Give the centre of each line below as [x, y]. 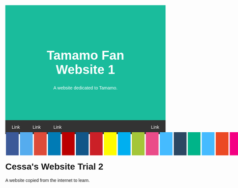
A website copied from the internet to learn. [48, 180]
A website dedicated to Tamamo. [85, 88]
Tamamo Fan [85, 55]
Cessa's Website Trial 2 [54, 166]
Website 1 [85, 69]
